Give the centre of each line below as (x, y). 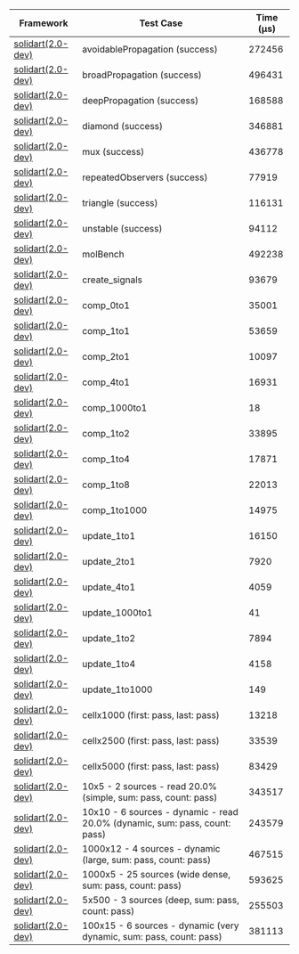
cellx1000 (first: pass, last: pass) (151, 715)
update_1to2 (109, 638)
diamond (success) (122, 126)
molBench (103, 254)
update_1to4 (109, 664)
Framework (44, 23)
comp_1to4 (106, 459)
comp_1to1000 (115, 510)
